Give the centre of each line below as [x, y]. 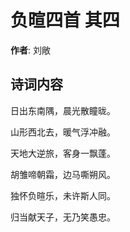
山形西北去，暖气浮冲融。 [63, 132]
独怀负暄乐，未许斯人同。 [63, 195]
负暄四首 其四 [65, 20]
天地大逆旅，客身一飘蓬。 [63, 153]
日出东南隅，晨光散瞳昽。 [63, 110]
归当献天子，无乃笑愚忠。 [63, 217]
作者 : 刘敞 [30, 50]
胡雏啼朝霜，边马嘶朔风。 [63, 174]
